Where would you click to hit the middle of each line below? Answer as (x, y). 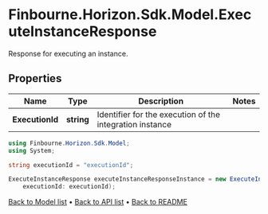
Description (161, 101)
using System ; (32, 150)
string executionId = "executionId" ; (71, 165)
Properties (35, 78)
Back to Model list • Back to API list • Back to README (98, 202)
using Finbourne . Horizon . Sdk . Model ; (69, 143)
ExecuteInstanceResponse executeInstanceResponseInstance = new (117, 179)
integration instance (134, 124)
